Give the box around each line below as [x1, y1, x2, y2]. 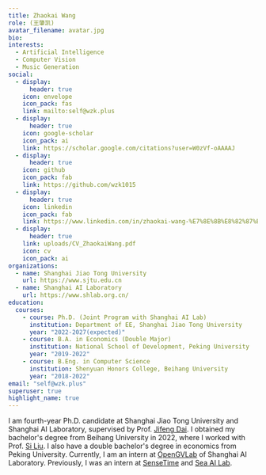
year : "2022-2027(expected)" [28, 328, 126, 336]
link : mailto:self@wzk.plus [22, 108, 115, 116]
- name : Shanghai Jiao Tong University [15, 269, 147, 277]
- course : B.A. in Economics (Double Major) [22, 336, 172, 344]
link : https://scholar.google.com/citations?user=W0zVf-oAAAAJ [22, 144, 236, 152]
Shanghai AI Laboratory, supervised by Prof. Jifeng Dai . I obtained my [8, 424, 236, 434]
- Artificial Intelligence [15, 48, 104, 56]
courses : [15, 306, 44, 313]
